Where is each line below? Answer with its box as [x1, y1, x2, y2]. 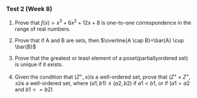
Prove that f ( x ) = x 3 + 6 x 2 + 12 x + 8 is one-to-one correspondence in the [14, 18, 192, 26]
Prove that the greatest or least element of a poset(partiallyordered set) [14, 54, 189, 61]
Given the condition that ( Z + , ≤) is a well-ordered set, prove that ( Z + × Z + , [14, 72, 191, 80]
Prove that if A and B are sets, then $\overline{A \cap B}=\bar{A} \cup [14, 37, 184, 44]
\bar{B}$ [14, 43, 37, 50]
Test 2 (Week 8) [6, 5, 52, 13]
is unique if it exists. [14, 61, 63, 68]
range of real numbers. [14, 25, 71, 32]
